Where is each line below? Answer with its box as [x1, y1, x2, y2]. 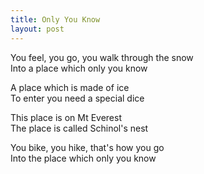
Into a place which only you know [10, 62, 148, 74]
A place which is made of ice [10, 81, 130, 93]
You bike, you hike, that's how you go [10, 141, 165, 153]
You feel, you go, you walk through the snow [10, 51, 194, 63]
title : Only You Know [10, 14, 101, 25]
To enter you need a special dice [10, 92, 145, 104]
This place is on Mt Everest [10, 111, 122, 123]
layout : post [10, 24, 65, 34]
